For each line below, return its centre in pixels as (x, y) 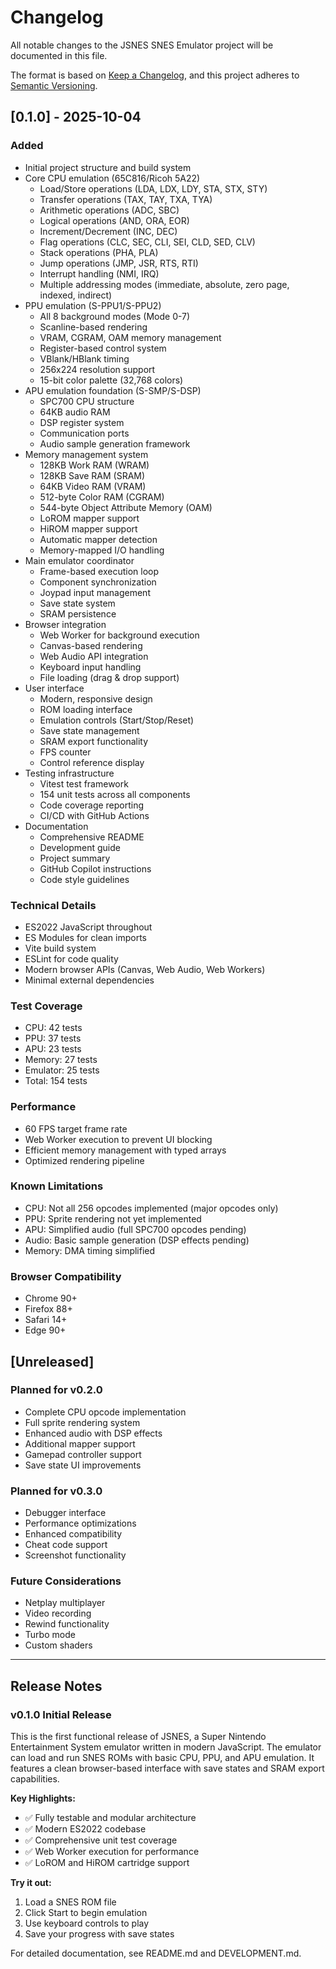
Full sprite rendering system (82, 1422)
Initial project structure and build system (108, 167)
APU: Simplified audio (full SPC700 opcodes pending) (135, 1229)
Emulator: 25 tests (62, 1070)
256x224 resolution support (97, 369)
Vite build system (60, 948)
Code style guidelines (84, 879)
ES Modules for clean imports (85, 937)
